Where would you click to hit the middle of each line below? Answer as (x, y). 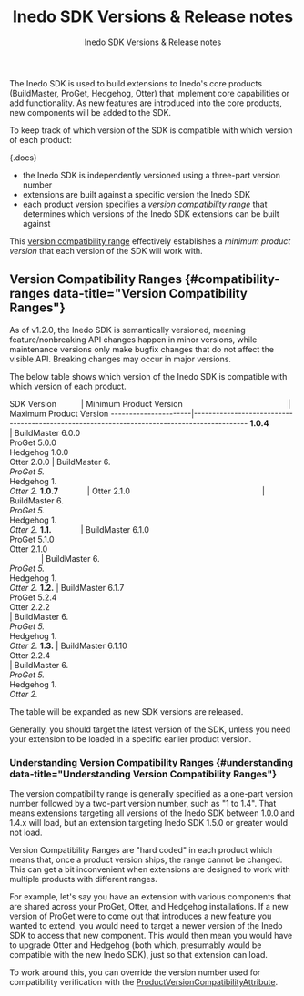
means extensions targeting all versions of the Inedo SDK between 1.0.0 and (152, 813)
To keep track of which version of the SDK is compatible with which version (151, 130)
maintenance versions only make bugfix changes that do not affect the (142, 349)
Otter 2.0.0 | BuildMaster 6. (60, 462)
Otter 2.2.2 (30, 606)
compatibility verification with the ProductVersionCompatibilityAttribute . (144, 982)
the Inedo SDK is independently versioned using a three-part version (151, 175)
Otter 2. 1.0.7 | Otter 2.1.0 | (137, 491)
